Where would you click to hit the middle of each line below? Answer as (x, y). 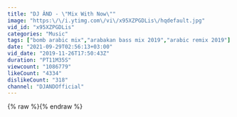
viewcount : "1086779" (39, 67)
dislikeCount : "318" (38, 80)
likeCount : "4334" (35, 73)
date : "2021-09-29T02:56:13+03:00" (60, 47)
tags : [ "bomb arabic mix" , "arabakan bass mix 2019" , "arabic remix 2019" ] (119, 40)
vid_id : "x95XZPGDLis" (41, 27)
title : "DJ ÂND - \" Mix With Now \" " (62, 14)
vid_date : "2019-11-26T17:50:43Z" (59, 54)
